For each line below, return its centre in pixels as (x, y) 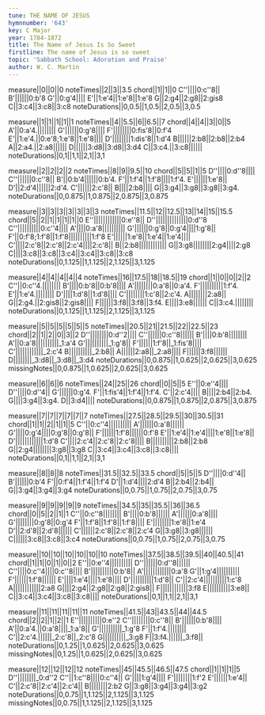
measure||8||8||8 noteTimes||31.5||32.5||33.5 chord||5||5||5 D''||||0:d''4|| (127, 473)
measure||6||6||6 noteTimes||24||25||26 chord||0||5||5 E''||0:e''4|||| (118, 383)
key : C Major (30, 30)
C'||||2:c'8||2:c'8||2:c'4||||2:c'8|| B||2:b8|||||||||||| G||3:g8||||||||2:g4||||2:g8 (129, 245)
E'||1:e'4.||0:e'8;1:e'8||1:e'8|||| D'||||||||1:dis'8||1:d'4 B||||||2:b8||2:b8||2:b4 (127, 139)
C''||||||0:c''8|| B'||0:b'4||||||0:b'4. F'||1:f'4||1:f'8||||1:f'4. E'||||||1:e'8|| (118, 179)
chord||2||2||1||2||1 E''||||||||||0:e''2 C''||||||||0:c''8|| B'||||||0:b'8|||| (115, 620)
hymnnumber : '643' (38, 23)
